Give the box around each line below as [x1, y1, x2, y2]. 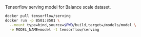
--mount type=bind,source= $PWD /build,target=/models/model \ [9, 22, 137, 27]
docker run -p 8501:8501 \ [5, 18, 60, 23]
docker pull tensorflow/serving [5, 14, 71, 18]
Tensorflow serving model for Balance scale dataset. [5, 4, 111, 10]
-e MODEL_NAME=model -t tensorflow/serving [9, 27, 99, 32]
